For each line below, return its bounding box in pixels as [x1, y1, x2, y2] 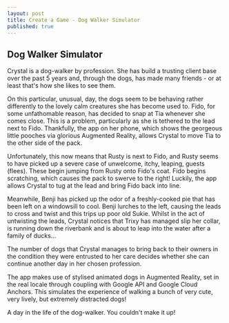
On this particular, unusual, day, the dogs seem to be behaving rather [7, 95, 203, 104]
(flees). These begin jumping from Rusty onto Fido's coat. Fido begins [7, 167, 206, 175]
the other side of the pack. [7, 139, 83, 147]
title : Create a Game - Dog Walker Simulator [7, 17, 140, 23]
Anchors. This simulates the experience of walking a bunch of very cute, [7, 288, 213, 296]
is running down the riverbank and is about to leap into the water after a [7, 224, 211, 233]
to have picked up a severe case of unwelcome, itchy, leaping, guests [7, 159, 205, 168]
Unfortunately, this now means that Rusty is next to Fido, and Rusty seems [7, 153, 219, 161]
